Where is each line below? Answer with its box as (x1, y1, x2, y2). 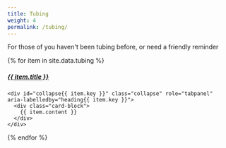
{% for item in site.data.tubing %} (7, 56, 105, 65)
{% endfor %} (7, 133, 48, 142)
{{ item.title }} (7, 72, 49, 81)
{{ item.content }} (20, 109, 78, 116)
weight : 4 (7, 17, 37, 24)
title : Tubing (7, 10, 49, 18)
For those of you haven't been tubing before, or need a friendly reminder (7, 43, 219, 51)
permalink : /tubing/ (7, 23, 69, 30)
